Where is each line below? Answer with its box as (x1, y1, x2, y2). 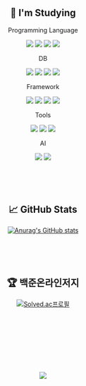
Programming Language (8, 25, 78, 34)
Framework (26, 82, 60, 90)
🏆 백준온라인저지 (6, 277, 80, 289)
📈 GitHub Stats (8, 204, 78, 216)
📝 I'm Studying (10, 7, 76, 19)
